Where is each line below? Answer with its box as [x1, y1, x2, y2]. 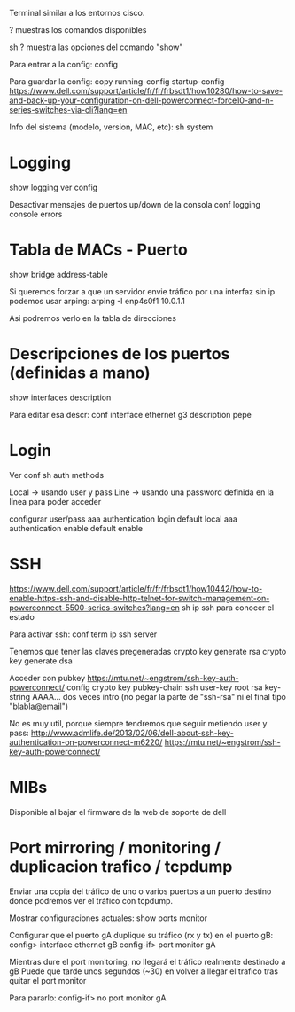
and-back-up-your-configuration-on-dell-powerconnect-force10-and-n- [9, 95, 274, 106]
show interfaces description [9, 392, 112, 403]
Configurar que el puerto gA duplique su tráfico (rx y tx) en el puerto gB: [9, 930, 274, 940]
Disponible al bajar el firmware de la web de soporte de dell [9, 806, 227, 817]
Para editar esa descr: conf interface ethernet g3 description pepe [9, 409, 252, 420]
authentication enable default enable [9, 522, 144, 533]
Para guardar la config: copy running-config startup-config [9, 76, 225, 87]
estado [9, 611, 35, 622]
